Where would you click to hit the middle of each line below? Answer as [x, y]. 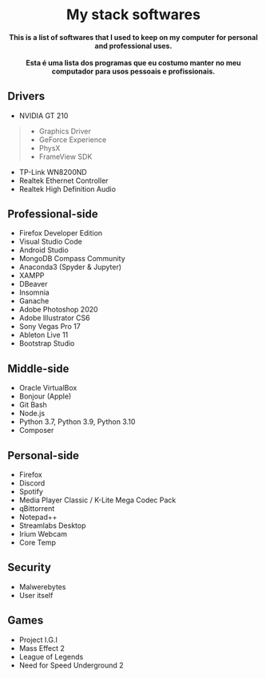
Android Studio [44, 250]
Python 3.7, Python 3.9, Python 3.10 [77, 422]
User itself [36, 595]
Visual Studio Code [51, 242]
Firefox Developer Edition [61, 233]
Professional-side [53, 214]
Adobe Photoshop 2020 [58, 310]
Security [29, 567]
